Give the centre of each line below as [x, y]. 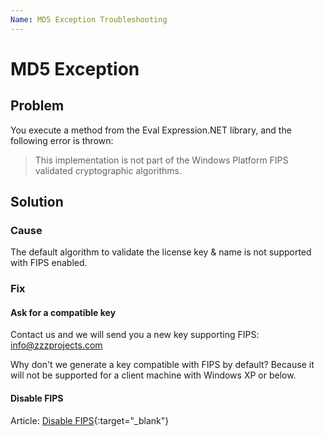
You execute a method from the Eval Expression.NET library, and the [151, 130]
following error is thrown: [62, 140]
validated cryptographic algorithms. [108, 170]
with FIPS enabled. [49, 263]
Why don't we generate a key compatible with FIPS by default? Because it [162, 365]
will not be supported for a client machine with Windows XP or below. [153, 375]
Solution [37, 202]
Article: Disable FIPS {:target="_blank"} [90, 420]
